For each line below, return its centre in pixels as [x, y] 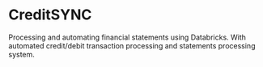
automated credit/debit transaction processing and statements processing [132, 45]
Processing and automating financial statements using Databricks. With [127, 37]
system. [21, 54]
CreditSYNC [50, 15]
